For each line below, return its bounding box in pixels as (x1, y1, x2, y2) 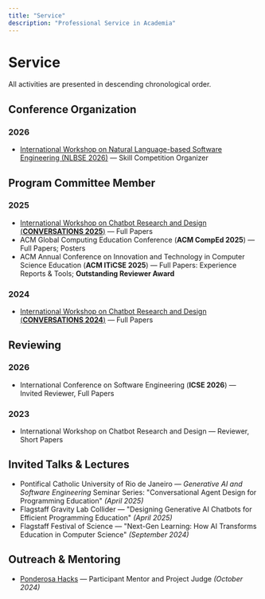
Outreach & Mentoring (8, 553, 121, 566)
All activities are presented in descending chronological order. (8, 80, 212, 89)
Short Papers (19, 435, 64, 445)
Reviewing (8, 338, 62, 352)
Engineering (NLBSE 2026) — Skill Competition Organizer (19, 153, 209, 163)
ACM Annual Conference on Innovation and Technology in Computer (19, 251, 245, 261)
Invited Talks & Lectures (8, 458, 130, 472)
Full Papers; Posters (19, 243, 86, 253)
